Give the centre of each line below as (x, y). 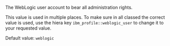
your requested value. (28, 28)
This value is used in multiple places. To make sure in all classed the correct (85, 17)
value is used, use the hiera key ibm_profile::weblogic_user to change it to (84, 23)
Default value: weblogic (30, 38)
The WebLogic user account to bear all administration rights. (69, 7)
